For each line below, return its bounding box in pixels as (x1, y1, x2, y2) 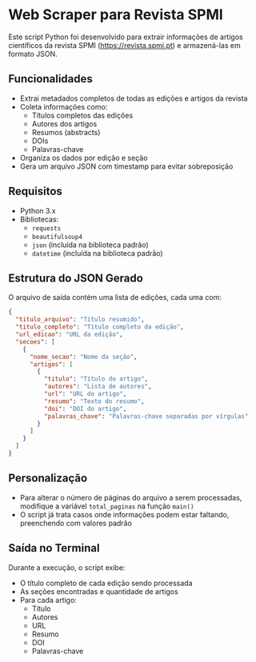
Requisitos (8, 185, 62, 198)
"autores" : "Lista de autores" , (43, 382, 152, 391)
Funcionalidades (8, 72, 94, 86)
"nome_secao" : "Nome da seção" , (29, 353, 138, 361)
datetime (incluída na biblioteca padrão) (31, 248, 163, 257)
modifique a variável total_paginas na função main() (19, 501, 194, 511)
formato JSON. (8, 49, 58, 58)
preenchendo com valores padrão (19, 518, 132, 528)
